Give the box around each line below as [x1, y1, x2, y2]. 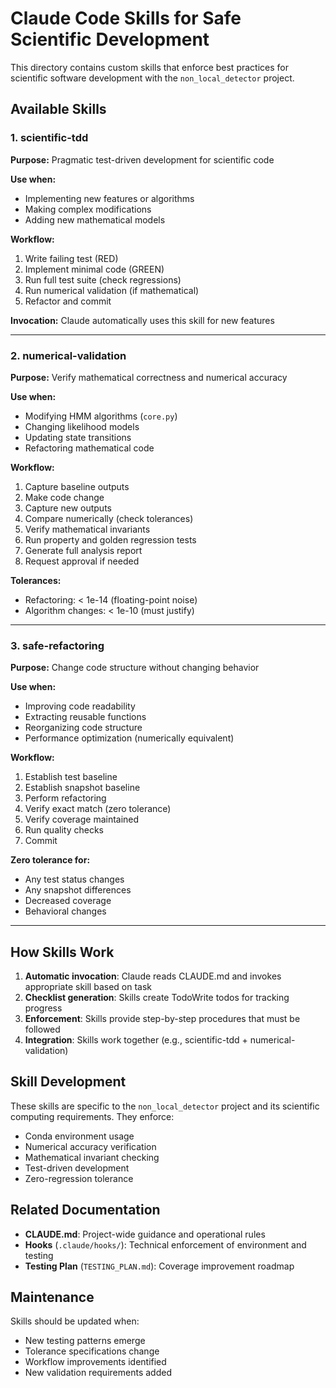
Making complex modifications [24, 203, 152, 215]
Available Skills [10, 101, 107, 118]
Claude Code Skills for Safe [10, 7, 242, 30]
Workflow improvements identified [24, 1356, 167, 1368]
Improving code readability [24, 700, 136, 712]
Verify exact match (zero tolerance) [24, 803, 172, 815]
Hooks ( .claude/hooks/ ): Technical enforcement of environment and [24, 1238, 307, 1251]
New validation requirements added [24, 1367, 172, 1379]
